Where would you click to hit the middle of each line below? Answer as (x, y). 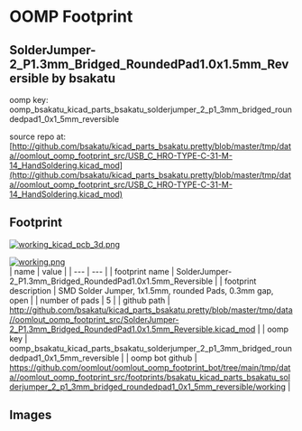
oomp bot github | (164, 358)
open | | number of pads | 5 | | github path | (90, 300)
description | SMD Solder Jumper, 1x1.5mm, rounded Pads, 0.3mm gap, (142, 290)
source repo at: (37, 136)
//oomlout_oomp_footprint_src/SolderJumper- (94, 319)
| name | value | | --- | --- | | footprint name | (92, 271)
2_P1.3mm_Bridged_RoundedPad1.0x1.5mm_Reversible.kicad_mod (133, 329)
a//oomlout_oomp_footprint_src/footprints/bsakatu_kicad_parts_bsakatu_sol (150, 377)
